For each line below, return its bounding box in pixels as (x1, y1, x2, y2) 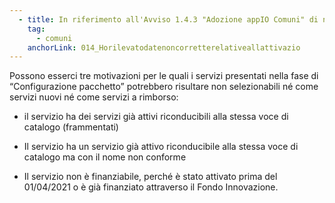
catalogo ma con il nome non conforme (23, 151, 187, 163)
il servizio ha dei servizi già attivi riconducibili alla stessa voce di (23, 111, 289, 123)
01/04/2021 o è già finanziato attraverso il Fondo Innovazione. (23, 181, 279, 193)
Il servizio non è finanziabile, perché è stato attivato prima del (23, 171, 278, 183)
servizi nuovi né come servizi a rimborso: (9, 91, 179, 103)
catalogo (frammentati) (23, 121, 119, 133)
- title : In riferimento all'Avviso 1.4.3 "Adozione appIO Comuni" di (18, 14, 319, 25)
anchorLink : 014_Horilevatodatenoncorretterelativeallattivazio (27, 42, 301, 53)
